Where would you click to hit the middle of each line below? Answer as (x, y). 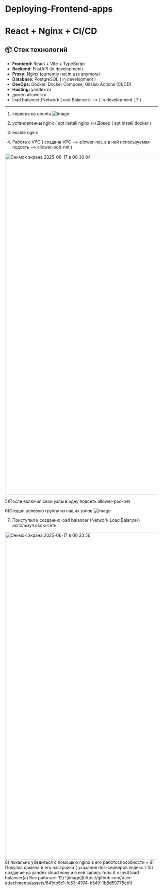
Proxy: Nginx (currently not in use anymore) (56, 74)
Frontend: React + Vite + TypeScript (49, 64)
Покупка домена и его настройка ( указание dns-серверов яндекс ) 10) (79, 868)
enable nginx (25, 132)
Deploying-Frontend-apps (59, 9)
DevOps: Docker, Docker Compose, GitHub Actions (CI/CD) (72, 84)
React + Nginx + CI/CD (51, 31)
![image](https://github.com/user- (99, 878)
